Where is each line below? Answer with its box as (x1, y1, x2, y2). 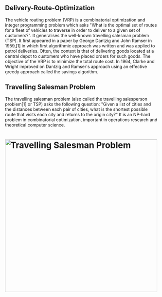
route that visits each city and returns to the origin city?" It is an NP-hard (5, 111, 150, 117)
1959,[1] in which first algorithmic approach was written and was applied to (5, 42, 155, 48)
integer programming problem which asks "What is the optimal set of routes (5, 22, 157, 28)
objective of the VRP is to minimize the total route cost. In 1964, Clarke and (5, 58, 155, 64)
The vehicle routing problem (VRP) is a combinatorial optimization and (5, 17, 145, 22)
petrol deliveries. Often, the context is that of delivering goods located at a (5, 48, 154, 54)
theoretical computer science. (5, 122, 65, 127)
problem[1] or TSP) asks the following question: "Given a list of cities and (5, 101, 151, 107)
